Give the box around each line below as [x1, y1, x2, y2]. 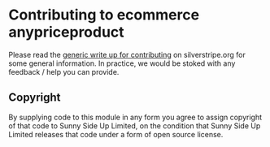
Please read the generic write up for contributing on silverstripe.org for [8, 50, 246, 59]
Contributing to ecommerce [8, 6, 200, 24]
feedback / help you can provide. [8, 67, 120, 76]
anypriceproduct [8, 23, 124, 41]
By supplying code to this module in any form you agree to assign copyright [8, 112, 263, 122]
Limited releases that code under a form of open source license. [8, 129, 224, 139]
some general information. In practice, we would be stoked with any [8, 58, 236, 68]
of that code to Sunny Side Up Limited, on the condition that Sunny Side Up [8, 120, 261, 131]
